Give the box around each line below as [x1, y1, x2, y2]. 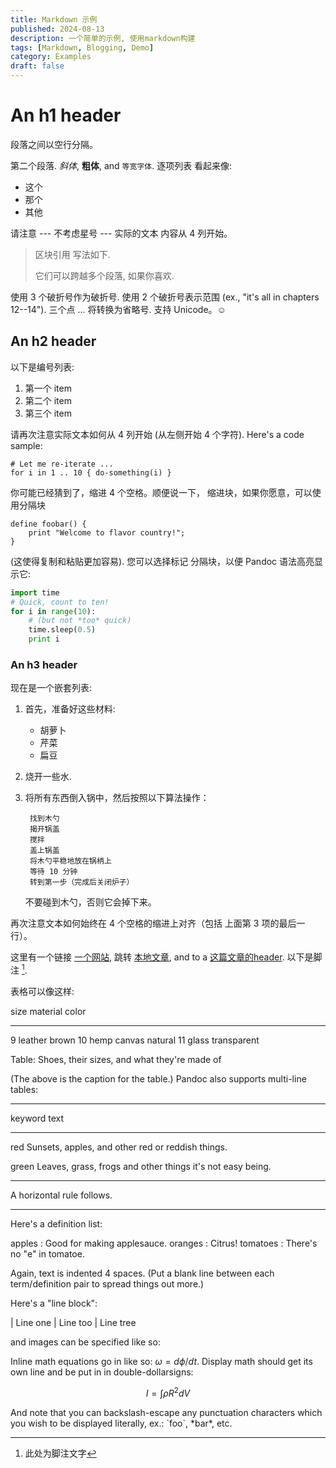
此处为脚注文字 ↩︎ [24, 1447, 97, 1459]
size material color [10, 1005, 87, 1017]
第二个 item [24, 394, 72, 406]
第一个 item [24, 382, 72, 394]
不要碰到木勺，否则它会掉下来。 [24, 896, 157, 908]
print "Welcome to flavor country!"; [28, 527, 186, 538]
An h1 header [10, 104, 122, 127]
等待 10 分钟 [29, 867, 78, 877]
